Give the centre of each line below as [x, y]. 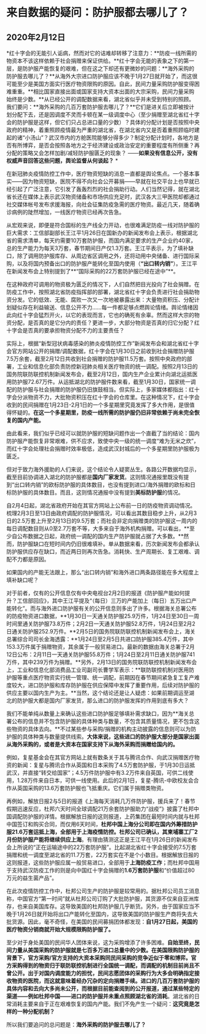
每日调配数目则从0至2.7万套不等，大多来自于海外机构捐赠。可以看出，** [98, 528]
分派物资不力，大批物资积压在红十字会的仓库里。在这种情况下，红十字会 [108, 397]
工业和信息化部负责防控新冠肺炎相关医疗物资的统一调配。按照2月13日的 [107, 366]
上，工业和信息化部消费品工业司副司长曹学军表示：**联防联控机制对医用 [98, 670]
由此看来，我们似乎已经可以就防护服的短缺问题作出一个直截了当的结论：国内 [103, 433]
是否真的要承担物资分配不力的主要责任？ [73, 330]
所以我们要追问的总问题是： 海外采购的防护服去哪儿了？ [76, 1024]
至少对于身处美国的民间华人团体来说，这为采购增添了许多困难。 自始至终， [100, 942]
